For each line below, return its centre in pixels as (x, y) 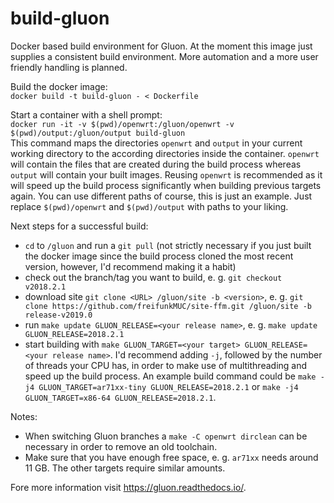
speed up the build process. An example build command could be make (170, 376)
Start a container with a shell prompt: (86, 114)
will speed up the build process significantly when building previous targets (166, 185)
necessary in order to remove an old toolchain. (121, 446)
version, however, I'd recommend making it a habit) (130, 266)
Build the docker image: (59, 86)
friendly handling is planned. (69, 67)
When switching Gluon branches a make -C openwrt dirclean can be (166, 436)
